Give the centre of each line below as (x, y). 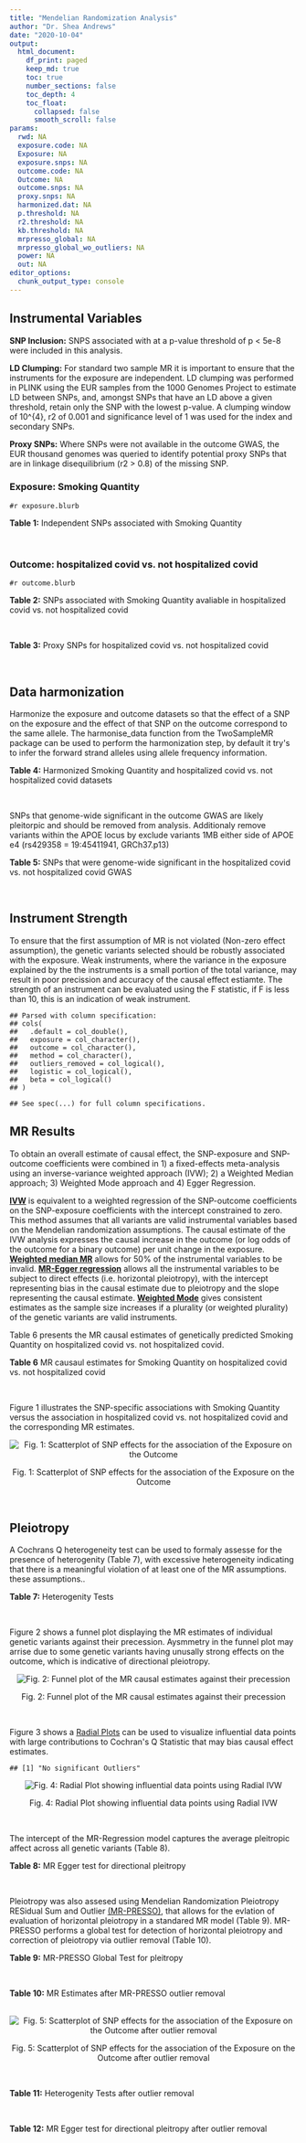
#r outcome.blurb (42, 583)
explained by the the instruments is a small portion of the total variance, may (153, 969)
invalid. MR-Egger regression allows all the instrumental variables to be (144, 1268)
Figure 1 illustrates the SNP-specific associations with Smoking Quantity (145, 1407)
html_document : (47, 52)
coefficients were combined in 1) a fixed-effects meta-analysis (162, 1163)
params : (24, 129)
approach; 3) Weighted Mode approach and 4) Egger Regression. (132, 1183)
